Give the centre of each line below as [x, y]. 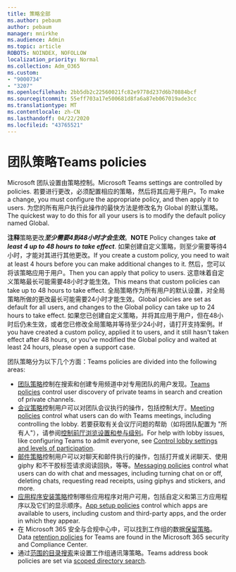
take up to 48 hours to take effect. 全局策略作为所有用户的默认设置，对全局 [116, 291]
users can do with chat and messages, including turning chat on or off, [120, 474]
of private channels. [46, 400]
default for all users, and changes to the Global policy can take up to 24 [111, 307]
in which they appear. [49, 521]
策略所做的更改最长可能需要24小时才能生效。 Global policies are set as [109, 299]
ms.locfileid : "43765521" [45, 125]
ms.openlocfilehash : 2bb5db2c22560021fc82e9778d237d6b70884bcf [102, 92]
